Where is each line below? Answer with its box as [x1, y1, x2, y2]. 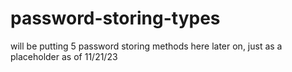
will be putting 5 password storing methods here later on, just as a [10, 40, 283, 52]
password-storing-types [10, 7, 221, 30]
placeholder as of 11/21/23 [10, 50, 118, 62]
